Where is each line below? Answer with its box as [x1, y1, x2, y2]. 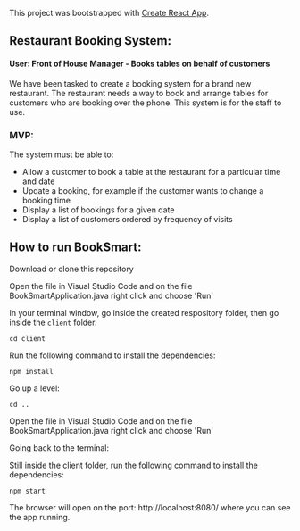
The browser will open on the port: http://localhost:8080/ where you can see [9, 502, 291, 512]
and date [21, 176, 55, 187]
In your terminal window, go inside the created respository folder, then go [9, 307, 279, 318]
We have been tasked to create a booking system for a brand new [9, 78, 252, 88]
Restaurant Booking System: [9, 33, 172, 48]
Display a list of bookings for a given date [21, 204, 175, 215]
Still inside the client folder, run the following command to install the [9, 460, 259, 470]
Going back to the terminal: [9, 442, 110, 453]
